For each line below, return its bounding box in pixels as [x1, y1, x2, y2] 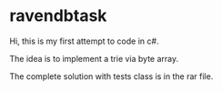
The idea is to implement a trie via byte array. [9, 53, 179, 64]
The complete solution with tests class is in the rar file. [9, 70, 214, 82]
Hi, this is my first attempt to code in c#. [9, 35, 159, 46]
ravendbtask [9, 5, 107, 26]
